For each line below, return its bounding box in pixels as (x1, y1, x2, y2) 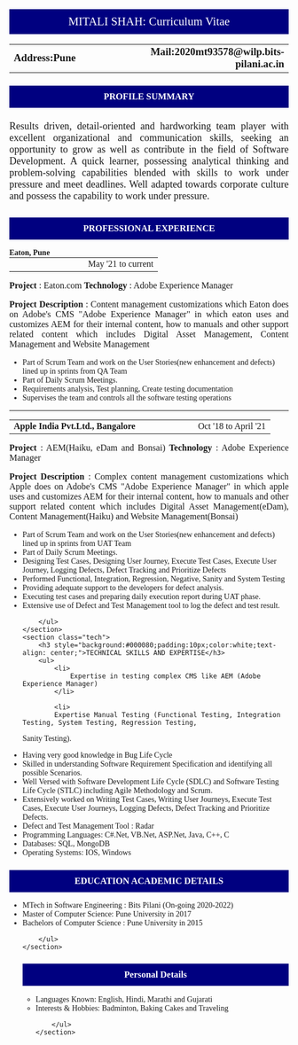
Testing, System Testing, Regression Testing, (21, 719, 198, 728)
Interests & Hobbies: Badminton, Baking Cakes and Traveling (35, 1003, 229, 1013)
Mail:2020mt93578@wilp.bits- (150, 45, 285, 58)
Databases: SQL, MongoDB (21, 839, 111, 849)
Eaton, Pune (9, 248, 51, 258)
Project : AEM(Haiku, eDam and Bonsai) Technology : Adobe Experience (9, 442, 290, 453)
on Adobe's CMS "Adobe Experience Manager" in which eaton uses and (9, 309, 289, 320)
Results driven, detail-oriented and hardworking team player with (9, 120, 289, 132)
